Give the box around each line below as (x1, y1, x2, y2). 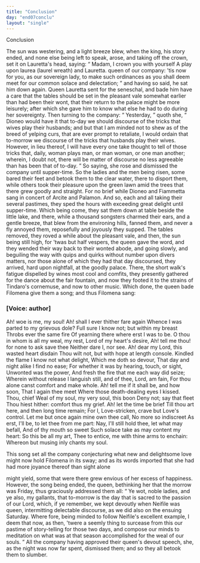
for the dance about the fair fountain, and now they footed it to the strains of (6, 276, 193, 284)
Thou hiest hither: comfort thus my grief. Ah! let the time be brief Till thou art (6, 400, 194, 407)
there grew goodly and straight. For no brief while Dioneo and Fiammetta (6, 188, 185, 195)
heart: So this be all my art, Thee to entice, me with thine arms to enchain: (6, 432, 188, 440)
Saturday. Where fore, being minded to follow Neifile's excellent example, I (6, 513, 190, 520)
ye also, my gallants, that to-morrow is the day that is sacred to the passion (6, 494, 191, 501)
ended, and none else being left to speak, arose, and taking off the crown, (6, 54, 188, 62)
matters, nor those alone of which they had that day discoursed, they (6, 258, 176, 265)
